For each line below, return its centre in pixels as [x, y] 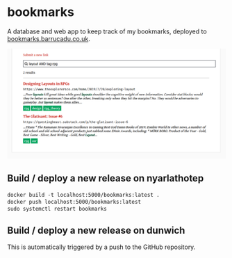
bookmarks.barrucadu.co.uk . [49, 38]
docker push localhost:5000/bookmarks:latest [74, 202]
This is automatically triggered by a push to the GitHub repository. [101, 247]
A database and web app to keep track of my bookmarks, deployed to [107, 31]
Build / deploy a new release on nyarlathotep [106, 178]
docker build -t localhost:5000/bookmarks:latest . [83, 195]
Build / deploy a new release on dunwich [96, 230]
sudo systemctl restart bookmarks [57, 209]
